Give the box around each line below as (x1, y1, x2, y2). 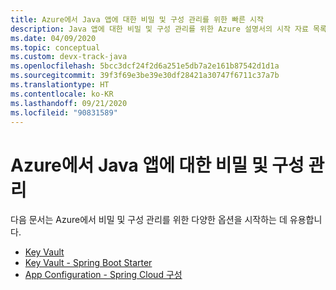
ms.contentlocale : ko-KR (10, 89, 114, 99)
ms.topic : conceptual (10, 42, 101, 53)
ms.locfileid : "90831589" (10, 107, 118, 118)
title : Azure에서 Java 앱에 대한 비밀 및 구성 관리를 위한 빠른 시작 (10, 14, 264, 25)
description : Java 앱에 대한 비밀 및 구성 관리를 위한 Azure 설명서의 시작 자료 (10, 24, 309, 34)
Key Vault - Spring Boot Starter (24, 257, 153, 269)
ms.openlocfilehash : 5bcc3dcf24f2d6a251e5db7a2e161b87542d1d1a (10, 61, 280, 71)
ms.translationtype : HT (10, 80, 110, 90)
